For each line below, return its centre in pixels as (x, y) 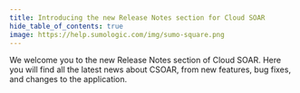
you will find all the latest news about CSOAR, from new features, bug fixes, (150, 70)
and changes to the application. (68, 79)
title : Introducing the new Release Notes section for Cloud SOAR (137, 18)
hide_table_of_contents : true (67, 26)
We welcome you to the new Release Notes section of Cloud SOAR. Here (145, 60)
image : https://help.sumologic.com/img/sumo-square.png (117, 34)
